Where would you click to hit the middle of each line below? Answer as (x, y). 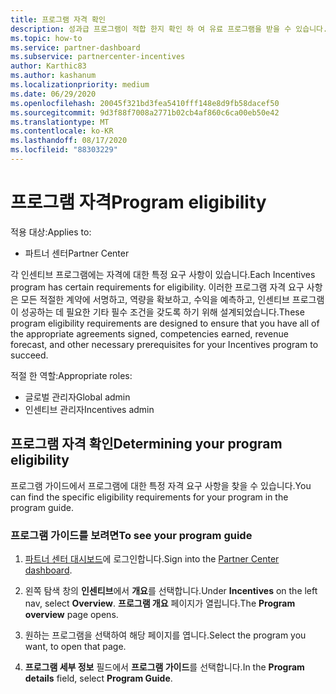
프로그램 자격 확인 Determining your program (146, 444)
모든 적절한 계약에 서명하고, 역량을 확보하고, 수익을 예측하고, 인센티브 (155, 299)
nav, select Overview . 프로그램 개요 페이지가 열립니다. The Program (160, 603)
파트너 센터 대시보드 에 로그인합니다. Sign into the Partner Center (152, 558)
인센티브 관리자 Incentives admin (89, 409)
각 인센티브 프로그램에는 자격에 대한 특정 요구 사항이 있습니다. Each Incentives (163, 274)
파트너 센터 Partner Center (77, 253)
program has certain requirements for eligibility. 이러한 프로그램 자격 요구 (157, 287)
